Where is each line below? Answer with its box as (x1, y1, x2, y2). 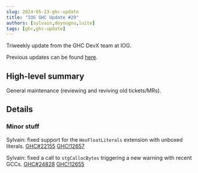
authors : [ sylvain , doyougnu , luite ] (6, 20, 95, 26)
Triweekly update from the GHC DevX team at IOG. (6, 42, 132, 49)
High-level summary (6, 71, 85, 81)
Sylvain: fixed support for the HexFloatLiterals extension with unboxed (6, 136, 183, 143)
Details (6, 105, 33, 115)
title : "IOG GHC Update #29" (6, 14, 79, 20)
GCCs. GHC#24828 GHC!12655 (6, 160, 85, 168)
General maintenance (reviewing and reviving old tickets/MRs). (6, 87, 161, 94)
